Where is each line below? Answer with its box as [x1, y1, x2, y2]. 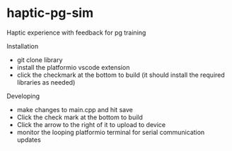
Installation [6, 42, 39, 50]
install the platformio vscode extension [16, 63, 130, 71]
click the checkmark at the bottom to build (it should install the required [16, 71, 226, 79]
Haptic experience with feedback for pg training [6, 28, 146, 37]
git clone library [16, 55, 63, 64]
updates [16, 135, 42, 144]
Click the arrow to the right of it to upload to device [16, 120, 166, 128]
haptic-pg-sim [6, 5, 94, 21]
